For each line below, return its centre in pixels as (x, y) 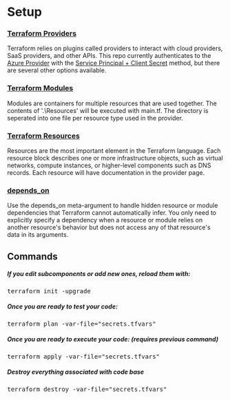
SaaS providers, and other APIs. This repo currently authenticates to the (109, 56)
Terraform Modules (40, 88)
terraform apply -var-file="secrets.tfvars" (84, 356)
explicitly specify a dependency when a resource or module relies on (105, 220)
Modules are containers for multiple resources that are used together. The (112, 103)
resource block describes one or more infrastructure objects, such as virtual (115, 158)
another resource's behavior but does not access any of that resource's (109, 227)
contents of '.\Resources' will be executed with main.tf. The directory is (108, 110)
